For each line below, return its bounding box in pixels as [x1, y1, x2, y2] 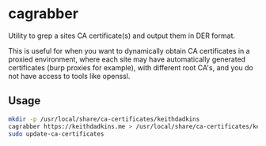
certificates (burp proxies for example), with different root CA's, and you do [8, 62, 253, 72]
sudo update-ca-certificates [8, 129, 104, 138]
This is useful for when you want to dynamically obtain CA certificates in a [8, 46, 251, 55]
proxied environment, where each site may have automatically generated [8, 54, 246, 64]
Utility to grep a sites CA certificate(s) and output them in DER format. [8, 31, 236, 40]
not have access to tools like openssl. [8, 71, 131, 80]
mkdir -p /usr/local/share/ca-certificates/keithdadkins [8, 115, 200, 123]
